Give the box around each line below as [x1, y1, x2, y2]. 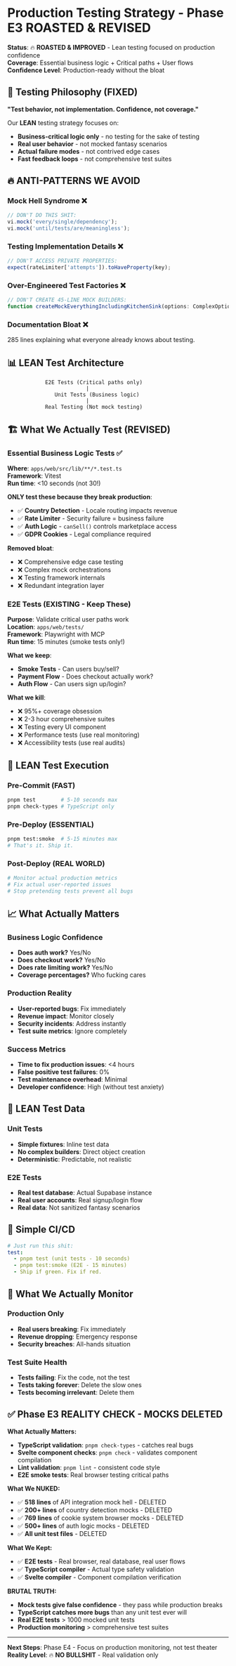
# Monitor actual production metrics [7, 874, 118, 882]
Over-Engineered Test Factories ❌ [7, 281, 126, 291]
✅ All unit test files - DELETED [17, 1529, 107, 1537]
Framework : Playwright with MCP [7, 630, 105, 638]
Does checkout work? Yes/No [17, 956, 106, 964]
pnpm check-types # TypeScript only [7, 803, 114, 810]
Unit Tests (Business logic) [54, 391, 140, 398]
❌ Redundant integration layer [17, 581, 105, 589]
